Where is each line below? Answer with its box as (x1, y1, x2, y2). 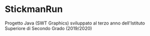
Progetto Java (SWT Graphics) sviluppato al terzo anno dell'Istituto (5, 20, 145, 26)
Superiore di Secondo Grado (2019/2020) (5, 25, 92, 31)
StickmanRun (5, 3, 63, 15)
